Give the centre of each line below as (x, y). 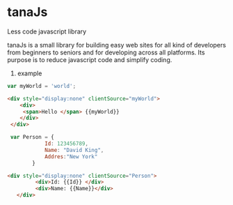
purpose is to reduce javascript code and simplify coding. (90, 59)
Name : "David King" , (74, 150)
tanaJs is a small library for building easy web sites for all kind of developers (116, 45)
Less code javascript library (47, 31)
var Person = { (32, 137)
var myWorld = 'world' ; (42, 86)
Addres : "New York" (71, 157)
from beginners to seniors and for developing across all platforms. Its (106, 52)
